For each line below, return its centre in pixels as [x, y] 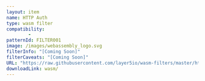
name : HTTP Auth [27, 18]
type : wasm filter [30, 23]
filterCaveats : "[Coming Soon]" [47, 57]
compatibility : [26, 29]
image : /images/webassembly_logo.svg [54, 46]
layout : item [23, 12]
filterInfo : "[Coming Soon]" [43, 52]
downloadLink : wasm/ [33, 69]
